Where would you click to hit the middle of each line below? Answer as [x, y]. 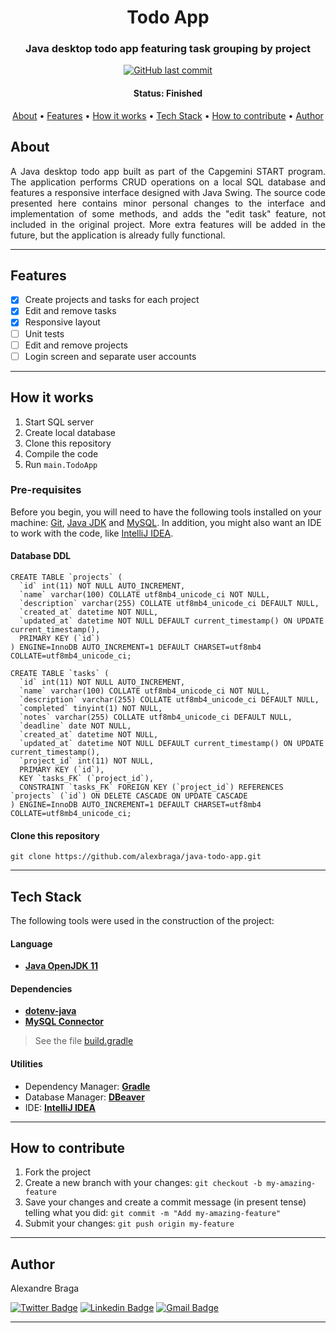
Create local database [70, 432]
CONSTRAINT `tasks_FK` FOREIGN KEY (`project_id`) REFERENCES [151, 787]
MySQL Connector [64, 1022]
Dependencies [41, 988]
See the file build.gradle [84, 1041]
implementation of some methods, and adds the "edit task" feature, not [168, 213]
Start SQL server [59, 422]
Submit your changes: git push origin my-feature [129, 1223]
